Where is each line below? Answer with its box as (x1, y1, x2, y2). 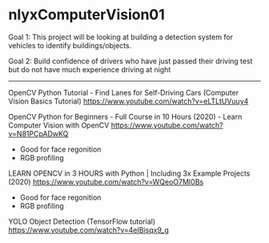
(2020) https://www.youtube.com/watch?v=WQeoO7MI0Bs (8, 176, 204, 186)
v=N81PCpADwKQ (8, 128, 69, 138)
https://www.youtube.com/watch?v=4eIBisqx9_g (8, 225, 170, 234)
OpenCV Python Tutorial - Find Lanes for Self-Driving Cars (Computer (8, 87, 239, 97)
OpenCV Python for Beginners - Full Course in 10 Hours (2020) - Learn (8, 111, 243, 121)
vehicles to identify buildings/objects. (8, 40, 132, 50)
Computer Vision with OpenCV (8, 120, 110, 130)
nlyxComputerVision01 (8, 6, 166, 24)
